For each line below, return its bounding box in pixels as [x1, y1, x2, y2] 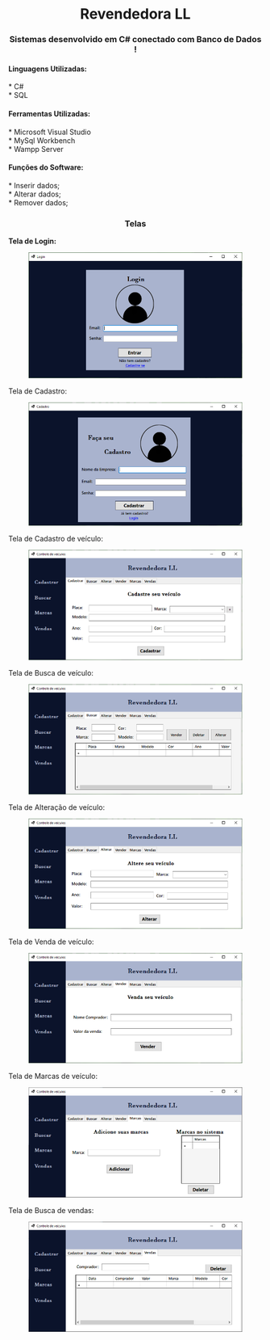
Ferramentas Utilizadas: [8, 108, 91, 118]
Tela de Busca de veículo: [8, 668, 94, 677]
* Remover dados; [8, 197, 69, 207]
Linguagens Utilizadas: [8, 64, 87, 74]
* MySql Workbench [8, 135, 76, 145]
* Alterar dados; [8, 189, 62, 199]
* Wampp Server [8, 144, 64, 154]
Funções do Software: [8, 162, 84, 172]
